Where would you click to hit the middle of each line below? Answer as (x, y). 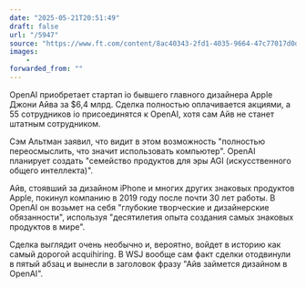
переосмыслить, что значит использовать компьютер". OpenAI (133, 150)
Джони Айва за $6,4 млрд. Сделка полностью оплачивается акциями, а (150, 104)
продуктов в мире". (47, 226)
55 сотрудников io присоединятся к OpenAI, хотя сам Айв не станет (142, 114)
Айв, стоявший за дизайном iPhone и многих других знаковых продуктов (152, 188)
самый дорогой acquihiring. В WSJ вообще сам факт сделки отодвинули (150, 254)
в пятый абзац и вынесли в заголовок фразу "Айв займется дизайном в (148, 263)
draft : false (34, 26)
